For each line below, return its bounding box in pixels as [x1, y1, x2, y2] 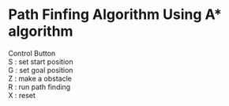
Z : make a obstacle [8, 74, 73, 83]
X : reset [8, 90, 36, 100]
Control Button [8, 48, 56, 58]
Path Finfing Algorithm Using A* [8, 6, 223, 24]
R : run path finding [8, 81, 71, 92]
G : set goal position [8, 65, 73, 74]
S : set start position [8, 57, 73, 66]
